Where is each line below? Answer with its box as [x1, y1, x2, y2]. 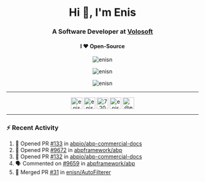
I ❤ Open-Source [80, 42, 125, 49]
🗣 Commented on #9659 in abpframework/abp [15, 159, 135, 167]
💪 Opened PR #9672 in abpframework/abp [15, 146, 123, 153]
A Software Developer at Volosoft [52, 27, 153, 36]
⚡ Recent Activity [6, 123, 59, 132]
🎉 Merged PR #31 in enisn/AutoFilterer [15, 168, 111, 176]
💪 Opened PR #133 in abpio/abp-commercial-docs [15, 140, 142, 147]
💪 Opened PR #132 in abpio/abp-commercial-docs [15, 153, 142, 160]
